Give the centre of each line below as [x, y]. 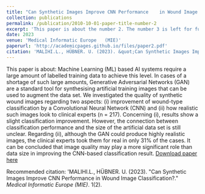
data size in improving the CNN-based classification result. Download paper [102, 153]
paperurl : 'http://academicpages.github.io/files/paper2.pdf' [87, 46]
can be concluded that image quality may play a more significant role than [99, 146]
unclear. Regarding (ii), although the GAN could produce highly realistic [96, 134]
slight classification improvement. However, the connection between [92, 121]
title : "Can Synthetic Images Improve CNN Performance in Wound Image [102, 12]
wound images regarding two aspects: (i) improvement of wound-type [95, 101]
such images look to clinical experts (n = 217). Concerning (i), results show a [102, 114]
